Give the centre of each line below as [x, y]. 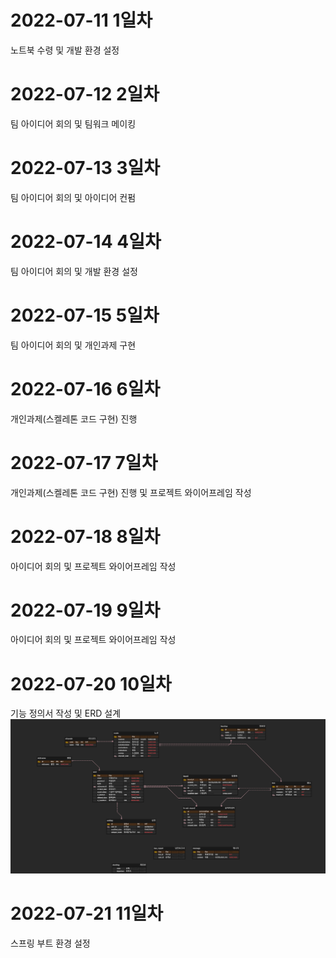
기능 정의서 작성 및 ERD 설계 [66, 713]
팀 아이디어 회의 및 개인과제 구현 [73, 345]
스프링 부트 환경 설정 [50, 943]
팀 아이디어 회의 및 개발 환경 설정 [74, 271]
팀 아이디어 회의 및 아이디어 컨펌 [73, 197]
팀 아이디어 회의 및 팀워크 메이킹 [73, 123]
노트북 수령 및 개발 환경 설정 [65, 50]
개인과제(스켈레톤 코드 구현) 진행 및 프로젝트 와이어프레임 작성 [131, 492]
